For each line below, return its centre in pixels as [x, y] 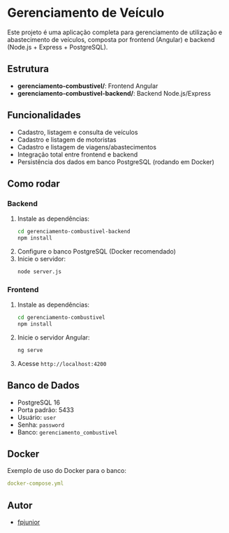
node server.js [39, 272]
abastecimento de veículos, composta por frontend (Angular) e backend [111, 39]
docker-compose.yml [36, 483]
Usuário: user [37, 417]
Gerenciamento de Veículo [86, 13]
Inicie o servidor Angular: [53, 337]
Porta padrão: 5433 [46, 409]
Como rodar [34, 183]
